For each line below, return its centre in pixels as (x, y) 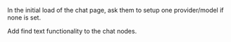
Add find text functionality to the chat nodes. (72, 31)
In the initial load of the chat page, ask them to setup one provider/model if (115, 10)
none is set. (24, 17)
